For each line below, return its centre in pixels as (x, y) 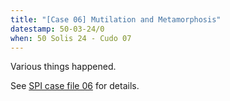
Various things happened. (63, 67)
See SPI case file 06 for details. (75, 86)
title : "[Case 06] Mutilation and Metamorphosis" (116, 19)
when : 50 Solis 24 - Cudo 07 (71, 38)
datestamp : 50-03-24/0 (57, 29)
